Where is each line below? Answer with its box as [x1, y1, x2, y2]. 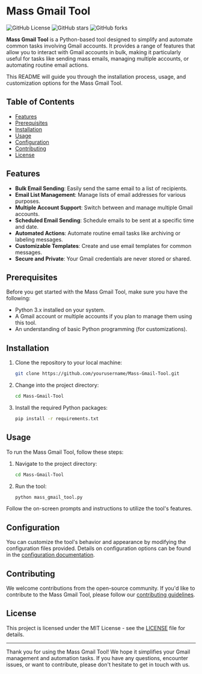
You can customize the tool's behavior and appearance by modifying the [6, 539, 186, 546]
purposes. [14, 197, 41, 205]
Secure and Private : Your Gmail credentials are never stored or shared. [14, 255, 191, 262]
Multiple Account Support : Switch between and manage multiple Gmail [14, 203, 193, 211]
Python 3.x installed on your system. [14, 306, 105, 314]
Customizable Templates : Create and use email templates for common [14, 242, 192, 249]
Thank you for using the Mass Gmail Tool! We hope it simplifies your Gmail [6, 648, 191, 655]
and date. [14, 223, 39, 230]
